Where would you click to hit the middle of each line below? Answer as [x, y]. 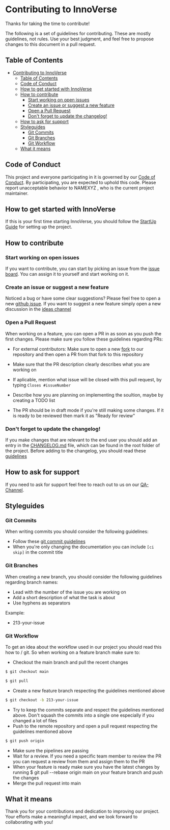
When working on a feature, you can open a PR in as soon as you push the [83, 333]
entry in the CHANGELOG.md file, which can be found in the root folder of [83, 445]
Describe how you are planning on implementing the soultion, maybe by [88, 395]
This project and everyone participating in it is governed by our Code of [80, 177]
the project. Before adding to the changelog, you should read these [76, 451]
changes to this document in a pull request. [51, 44]
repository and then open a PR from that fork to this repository [78, 354]
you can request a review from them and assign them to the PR [79, 761]
